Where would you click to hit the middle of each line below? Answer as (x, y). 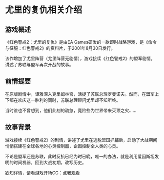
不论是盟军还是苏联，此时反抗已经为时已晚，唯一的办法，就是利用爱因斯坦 (80, 156)
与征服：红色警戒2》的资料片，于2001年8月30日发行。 (60, 48)
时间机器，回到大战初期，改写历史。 (50, 162)
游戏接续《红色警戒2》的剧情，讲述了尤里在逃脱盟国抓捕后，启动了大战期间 (81, 140)
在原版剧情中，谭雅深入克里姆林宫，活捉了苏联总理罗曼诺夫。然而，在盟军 (80, 94)
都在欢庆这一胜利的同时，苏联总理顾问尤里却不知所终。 (65, 100)
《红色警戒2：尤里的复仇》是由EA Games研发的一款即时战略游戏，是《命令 (81, 42)
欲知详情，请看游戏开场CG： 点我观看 (42, 173)
